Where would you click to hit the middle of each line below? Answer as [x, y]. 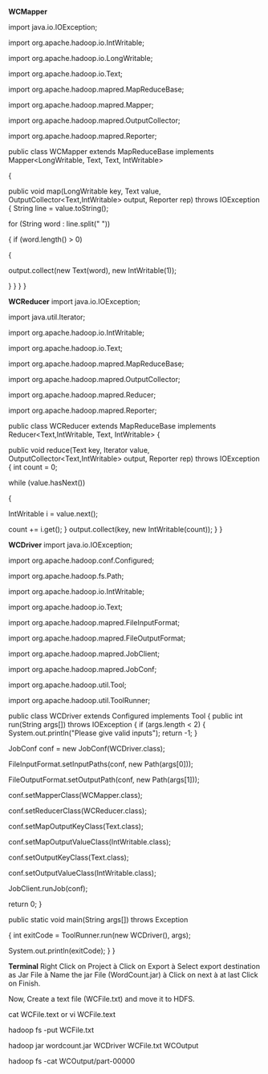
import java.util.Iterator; [47, 317]
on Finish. [24, 983]
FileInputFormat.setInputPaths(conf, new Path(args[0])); [101, 764]
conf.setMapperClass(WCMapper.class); [75, 795]
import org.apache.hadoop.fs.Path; [66, 576]
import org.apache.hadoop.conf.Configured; [81, 560]
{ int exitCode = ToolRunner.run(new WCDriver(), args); [99, 935]
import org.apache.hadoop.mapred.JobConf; [83, 669]
